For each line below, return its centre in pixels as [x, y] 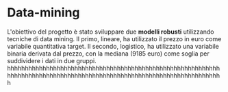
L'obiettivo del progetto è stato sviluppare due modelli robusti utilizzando [111, 32]
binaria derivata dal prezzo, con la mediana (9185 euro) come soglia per [109, 54]
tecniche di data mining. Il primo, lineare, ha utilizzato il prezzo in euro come [114, 38]
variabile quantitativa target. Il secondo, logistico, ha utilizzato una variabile [113, 46]
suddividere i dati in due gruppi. [52, 60]
